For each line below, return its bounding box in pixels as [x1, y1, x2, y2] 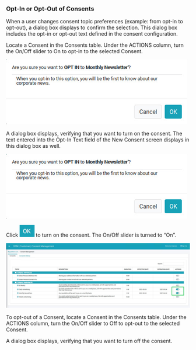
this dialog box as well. [6, 143, 61, 150]
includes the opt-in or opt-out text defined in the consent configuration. [6, 30, 178, 37]
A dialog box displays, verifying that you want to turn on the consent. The [6, 130, 183, 137]
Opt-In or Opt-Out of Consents [6, 5, 94, 13]
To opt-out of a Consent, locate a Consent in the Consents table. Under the [6, 313, 187, 320]
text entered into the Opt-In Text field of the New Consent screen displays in [6, 136, 190, 143]
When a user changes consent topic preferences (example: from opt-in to [6, 18, 183, 25]
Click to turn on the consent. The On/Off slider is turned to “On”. [6, 231, 176, 238]
